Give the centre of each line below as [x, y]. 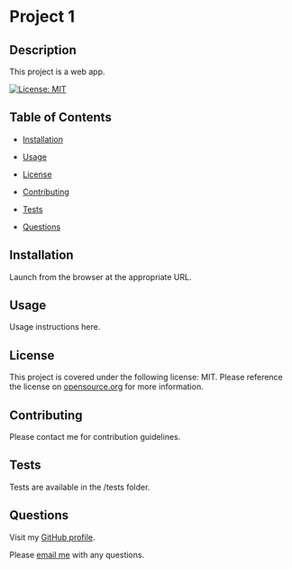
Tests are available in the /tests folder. [80, 487]
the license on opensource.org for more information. [107, 387]
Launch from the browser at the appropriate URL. [100, 276]
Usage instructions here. [55, 327]
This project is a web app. [57, 71]
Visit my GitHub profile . [53, 537]
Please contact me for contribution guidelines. [95, 437]
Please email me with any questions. [77, 555]
